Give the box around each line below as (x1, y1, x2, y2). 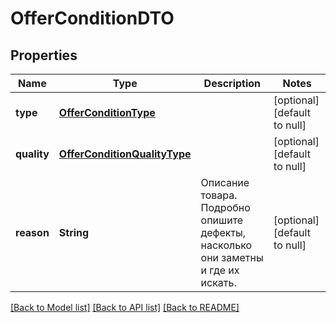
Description (203, 77, 262, 90)
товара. (200, 188, 238, 202)
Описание (200, 176, 250, 189)
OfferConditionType (58, 106, 156, 119)
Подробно (200, 201, 251, 214)
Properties (10, 47, 78, 64)
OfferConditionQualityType (58, 147, 192, 161)
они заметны (200, 251, 264, 264)
